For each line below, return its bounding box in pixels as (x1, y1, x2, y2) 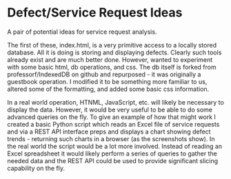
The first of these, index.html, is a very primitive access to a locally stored (7, 41, 217, 49)
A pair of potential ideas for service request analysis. (7, 28, 157, 36)
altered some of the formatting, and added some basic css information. (7, 85, 210, 93)
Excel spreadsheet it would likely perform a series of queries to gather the (7, 149, 217, 158)
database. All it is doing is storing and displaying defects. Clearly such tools (7, 48, 222, 56)
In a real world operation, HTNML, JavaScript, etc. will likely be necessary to (7, 98, 224, 106)
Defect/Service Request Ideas (7, 5, 183, 21)
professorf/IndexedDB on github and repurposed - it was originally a (7, 70, 201, 78)
